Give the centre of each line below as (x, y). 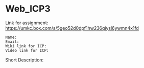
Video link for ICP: (27, 50)
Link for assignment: (27, 23)
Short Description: (25, 60)
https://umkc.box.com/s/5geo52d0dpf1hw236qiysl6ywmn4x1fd (72, 28)
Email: (12, 42)
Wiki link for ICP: (26, 46)
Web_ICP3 (28, 9)
